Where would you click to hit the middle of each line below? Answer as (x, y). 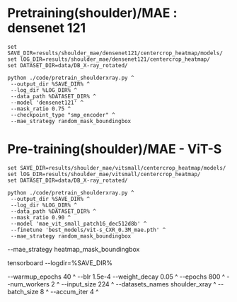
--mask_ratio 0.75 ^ (41, 109)
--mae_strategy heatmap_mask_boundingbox (74, 249)
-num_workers (28, 284)
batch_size (23, 291)
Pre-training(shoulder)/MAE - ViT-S (115, 149)
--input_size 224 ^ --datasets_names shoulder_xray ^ (139, 284)
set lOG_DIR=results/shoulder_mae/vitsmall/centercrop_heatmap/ (104, 174)
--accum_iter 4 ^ (75, 291)
